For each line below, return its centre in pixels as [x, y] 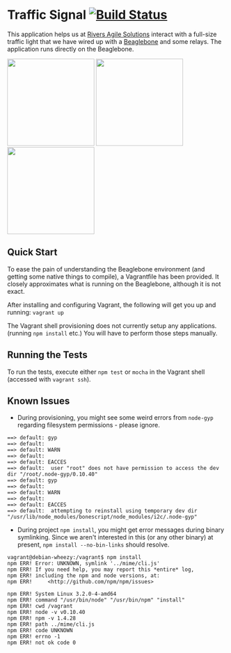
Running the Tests [48, 355]
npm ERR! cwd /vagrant [40, 606]
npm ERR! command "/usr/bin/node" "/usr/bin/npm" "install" [96, 600]
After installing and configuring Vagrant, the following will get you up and [112, 305]
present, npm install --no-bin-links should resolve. [93, 545]
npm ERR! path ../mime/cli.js [51, 624]
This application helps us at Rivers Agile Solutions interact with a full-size [112, 34]
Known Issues [39, 401]
